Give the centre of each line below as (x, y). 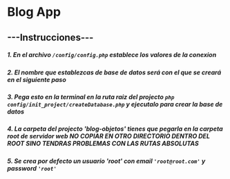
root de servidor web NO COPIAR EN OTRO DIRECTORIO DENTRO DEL (109, 136)
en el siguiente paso (37, 79)
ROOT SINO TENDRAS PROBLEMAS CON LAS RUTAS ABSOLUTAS (103, 144)
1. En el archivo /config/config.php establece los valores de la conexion (112, 55)
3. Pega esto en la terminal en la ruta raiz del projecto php (91, 96)
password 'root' (32, 168)
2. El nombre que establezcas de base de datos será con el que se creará (114, 72)
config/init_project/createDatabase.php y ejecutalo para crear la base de (115, 104)
